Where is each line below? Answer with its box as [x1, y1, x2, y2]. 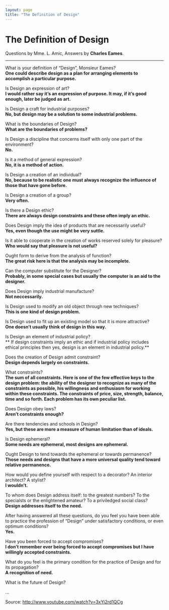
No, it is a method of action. [5, 162, 64, 168]
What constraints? [5, 369, 43, 376]
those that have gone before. [5, 182, 67, 189]
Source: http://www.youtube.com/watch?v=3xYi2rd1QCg [5, 599, 123, 605]
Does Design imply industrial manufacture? [5, 288, 95, 294]
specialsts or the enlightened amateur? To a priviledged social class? [5, 498, 148, 504]
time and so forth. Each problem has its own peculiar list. [5, 396, 127, 402]
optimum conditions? [5, 523, 49, 529]
